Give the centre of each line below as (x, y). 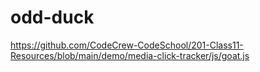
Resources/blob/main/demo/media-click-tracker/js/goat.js (130, 55)
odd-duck (52, 17)
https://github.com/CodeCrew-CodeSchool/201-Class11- (127, 45)
